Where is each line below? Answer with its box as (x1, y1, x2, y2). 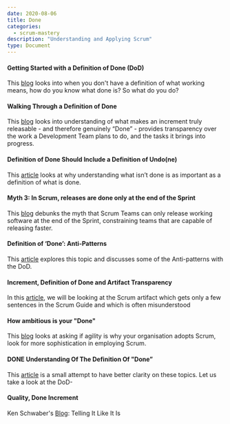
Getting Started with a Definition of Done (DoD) (7, 64, 145, 72)
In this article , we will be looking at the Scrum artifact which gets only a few (7, 293, 222, 302)
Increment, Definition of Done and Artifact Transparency (7, 278, 172, 287)
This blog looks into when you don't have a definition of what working (7, 79, 205, 87)
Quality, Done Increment (7, 394, 79, 402)
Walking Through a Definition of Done (7, 102, 117, 110)
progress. (7, 139, 34, 148)
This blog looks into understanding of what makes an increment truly (7, 117, 202, 126)
